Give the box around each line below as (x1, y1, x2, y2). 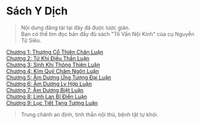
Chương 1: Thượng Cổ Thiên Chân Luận (6, 48, 104, 55)
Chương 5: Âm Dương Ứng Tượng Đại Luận (6, 74, 111, 81)
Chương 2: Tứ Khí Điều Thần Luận (6, 55, 90, 62)
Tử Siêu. (20, 37, 42, 44)
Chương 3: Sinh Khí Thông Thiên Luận (6, 61, 101, 68)
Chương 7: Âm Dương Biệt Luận (6, 86, 84, 93)
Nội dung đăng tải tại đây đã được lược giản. (20, 24, 131, 31)
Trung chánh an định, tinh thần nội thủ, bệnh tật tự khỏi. (20, 111, 159, 118)
